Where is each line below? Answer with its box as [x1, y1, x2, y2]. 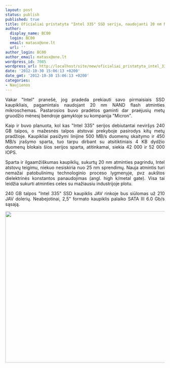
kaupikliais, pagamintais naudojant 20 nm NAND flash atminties [5, 102, 165, 108]
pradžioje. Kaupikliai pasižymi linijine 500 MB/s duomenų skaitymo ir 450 [5, 133, 165, 139]
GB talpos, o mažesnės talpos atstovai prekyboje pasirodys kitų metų [5, 127, 165, 134]
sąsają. [5, 201, 20, 207]
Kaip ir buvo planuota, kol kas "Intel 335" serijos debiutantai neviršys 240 [5, 122, 165, 128]
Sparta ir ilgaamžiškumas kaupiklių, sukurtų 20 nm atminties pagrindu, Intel [5, 159, 165, 165]
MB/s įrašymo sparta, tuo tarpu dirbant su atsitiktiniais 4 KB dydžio [5, 139, 165, 145]
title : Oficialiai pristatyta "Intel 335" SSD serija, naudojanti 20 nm [5, 21, 162, 27]
